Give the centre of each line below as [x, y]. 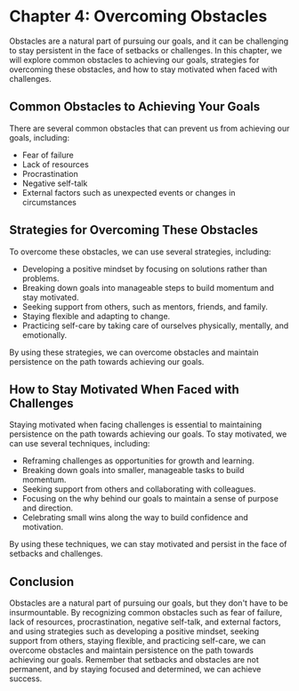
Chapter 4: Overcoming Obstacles [138, 16]
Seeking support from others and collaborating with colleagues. [139, 489]
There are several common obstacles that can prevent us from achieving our [149, 128]
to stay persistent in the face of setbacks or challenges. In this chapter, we [146, 50]
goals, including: [39, 137]
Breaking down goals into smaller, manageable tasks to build [133, 470]
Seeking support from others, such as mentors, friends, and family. [145, 306]
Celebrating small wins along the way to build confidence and [135, 518]
